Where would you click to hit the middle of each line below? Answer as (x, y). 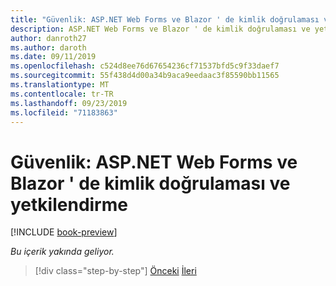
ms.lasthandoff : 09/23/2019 (69, 103)
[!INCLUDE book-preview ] (64, 232)
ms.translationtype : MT (60, 85)
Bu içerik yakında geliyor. (62, 252)
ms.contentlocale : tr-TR (62, 94)
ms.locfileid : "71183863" (64, 112)
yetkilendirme (69, 204)
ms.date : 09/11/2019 (53, 57)
